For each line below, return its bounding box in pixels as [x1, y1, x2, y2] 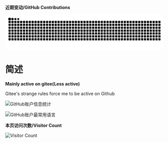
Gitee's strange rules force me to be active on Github [5, 90, 115, 97]
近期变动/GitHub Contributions [5, 5, 70, 10]
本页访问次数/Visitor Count [5, 122, 62, 128]
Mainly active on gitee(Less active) [5, 81, 80, 87]
